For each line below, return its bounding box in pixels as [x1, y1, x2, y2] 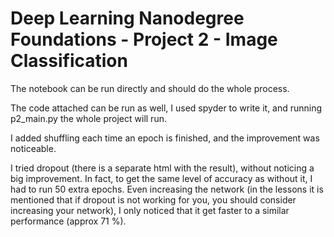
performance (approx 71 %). [10, 215, 127, 227]
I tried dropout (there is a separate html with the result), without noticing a [10, 162, 315, 174]
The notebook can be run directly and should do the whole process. [10, 82, 290, 94]
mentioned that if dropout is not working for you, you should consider [10, 193, 297, 206]
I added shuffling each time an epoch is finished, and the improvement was [10, 132, 320, 144]
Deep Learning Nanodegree [10, 7, 245, 30]
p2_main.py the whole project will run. [10, 112, 167, 124]
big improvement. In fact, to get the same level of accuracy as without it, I [10, 172, 313, 184]
